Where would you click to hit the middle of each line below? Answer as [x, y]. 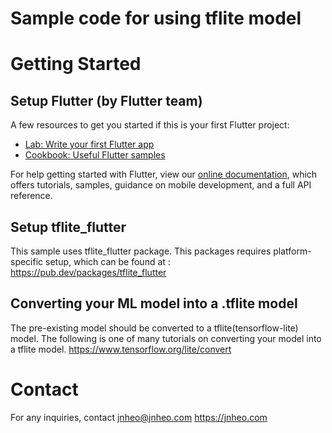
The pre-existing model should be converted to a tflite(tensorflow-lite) [154, 328]
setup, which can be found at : [108, 261]
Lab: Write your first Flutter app [89, 144]
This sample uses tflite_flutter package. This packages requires [141, 251]
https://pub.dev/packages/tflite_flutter [88, 272]
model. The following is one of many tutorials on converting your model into [166, 338]
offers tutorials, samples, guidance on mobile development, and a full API [161, 185]
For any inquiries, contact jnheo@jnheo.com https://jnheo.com [139, 417]
